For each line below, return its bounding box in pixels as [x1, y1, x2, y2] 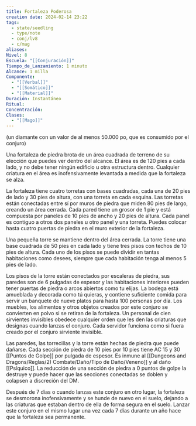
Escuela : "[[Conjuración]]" [6, 57, 75, 63]
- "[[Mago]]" [11, 118, 43, 124]
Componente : [6, 74, 35, 80]
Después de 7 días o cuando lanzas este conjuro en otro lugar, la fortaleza [6, 388, 185, 396]
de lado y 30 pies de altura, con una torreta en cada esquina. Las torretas [6, 194, 183, 201]
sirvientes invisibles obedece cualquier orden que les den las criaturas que [6, 316, 187, 323]
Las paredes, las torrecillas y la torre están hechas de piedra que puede [6, 340, 180, 347]
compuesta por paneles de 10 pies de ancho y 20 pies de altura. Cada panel [6, 212, 190, 220]
